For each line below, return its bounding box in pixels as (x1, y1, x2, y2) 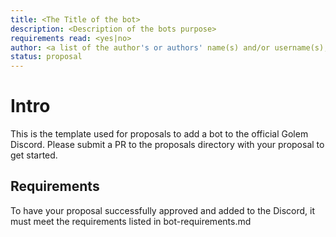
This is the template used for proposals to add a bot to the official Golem (10, 128, 309, 140)
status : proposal (10, 52, 83, 62)
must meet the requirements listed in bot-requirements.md (10, 215, 252, 227)
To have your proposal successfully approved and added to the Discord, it (10, 204, 315, 216)
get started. (10, 149, 58, 161)
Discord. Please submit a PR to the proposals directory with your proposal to (10, 139, 325, 151)
